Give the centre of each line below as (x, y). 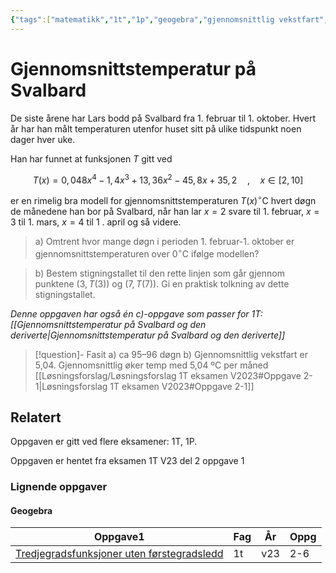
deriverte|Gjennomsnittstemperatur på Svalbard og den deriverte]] (148, 335)
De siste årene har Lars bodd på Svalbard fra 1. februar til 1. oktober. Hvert (163, 118)
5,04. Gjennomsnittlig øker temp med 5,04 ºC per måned (151, 365)
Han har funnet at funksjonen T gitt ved (91, 158)
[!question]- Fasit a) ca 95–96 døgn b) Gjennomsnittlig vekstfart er (171, 354)
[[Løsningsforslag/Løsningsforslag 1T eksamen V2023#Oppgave (168, 375)
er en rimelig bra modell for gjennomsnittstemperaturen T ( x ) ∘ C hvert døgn (163, 199)
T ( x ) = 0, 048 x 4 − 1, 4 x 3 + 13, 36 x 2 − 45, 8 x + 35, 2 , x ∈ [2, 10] (168, 179)
